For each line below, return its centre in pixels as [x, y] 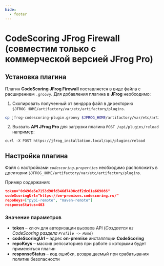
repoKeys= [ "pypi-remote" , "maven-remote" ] [49, 200]
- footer [18, 14]
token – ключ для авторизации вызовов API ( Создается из [73, 228]
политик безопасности [36, 259]
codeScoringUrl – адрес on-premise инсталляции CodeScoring [78, 238]
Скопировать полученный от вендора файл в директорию [72, 103]
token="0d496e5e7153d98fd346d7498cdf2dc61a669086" [58, 191]
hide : [10, 10]
